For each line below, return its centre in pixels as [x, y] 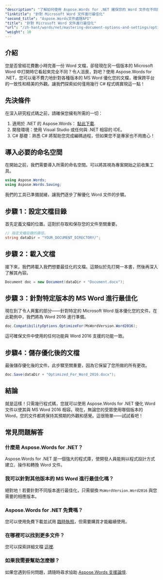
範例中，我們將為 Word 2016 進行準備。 [49, 317]
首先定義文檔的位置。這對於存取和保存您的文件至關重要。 [62, 224]
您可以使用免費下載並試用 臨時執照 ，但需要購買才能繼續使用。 [67, 521]
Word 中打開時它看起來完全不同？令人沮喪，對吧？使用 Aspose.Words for [78, 71]
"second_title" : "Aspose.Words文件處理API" [48, 18]
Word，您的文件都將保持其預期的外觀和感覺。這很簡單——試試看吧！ [74, 415]
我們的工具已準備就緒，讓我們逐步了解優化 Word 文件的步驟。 [67, 195]
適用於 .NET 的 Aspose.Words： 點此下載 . [54, 123]
